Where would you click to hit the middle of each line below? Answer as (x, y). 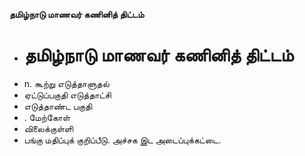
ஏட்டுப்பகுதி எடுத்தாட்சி (67, 95)
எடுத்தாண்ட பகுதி (58, 106)
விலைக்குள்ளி (48, 128)
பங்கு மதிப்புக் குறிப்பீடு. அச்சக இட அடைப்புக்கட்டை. (122, 140)
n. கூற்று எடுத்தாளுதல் (66, 83)
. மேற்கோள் (47, 117)
